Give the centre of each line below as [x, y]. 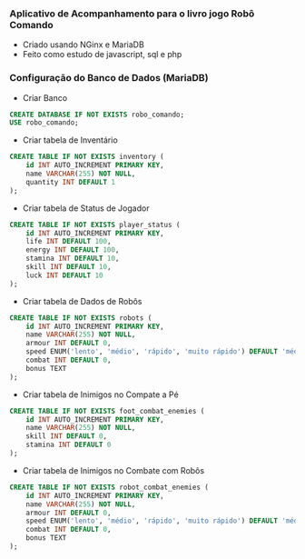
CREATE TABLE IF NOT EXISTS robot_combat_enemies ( [109, 487]
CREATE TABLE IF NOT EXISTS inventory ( [87, 157]
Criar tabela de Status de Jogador [86, 208]
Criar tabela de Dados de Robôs [82, 301]
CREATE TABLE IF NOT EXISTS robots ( [81, 318]
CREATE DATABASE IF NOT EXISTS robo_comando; [97, 115]
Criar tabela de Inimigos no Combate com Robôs [113, 470]
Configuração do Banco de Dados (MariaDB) [109, 78]
